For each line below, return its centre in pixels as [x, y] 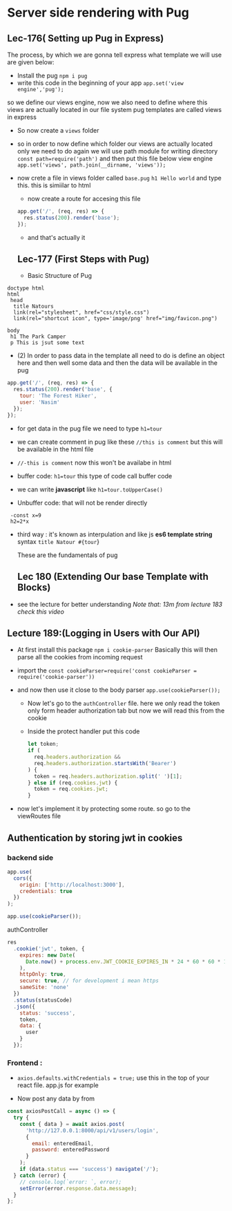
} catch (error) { [40, 1175]
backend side [30, 857]
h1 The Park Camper [38, 337]
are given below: [31, 62]
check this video [40, 611]
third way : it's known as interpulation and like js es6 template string [115, 534]
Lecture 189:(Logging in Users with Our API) [104, 633]
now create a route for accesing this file [84, 199]
